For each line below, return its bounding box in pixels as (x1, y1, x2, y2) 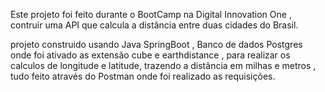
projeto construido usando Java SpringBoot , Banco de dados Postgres (10, 39, 303, 50)
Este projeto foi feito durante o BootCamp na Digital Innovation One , (10, 9, 292, 20)
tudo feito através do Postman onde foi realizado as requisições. (10, 70, 276, 82)
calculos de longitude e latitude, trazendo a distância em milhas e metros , (10, 60, 317, 71)
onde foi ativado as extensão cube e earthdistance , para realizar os (10, 49, 291, 61)
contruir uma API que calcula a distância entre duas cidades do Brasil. (10, 19, 299, 31)
